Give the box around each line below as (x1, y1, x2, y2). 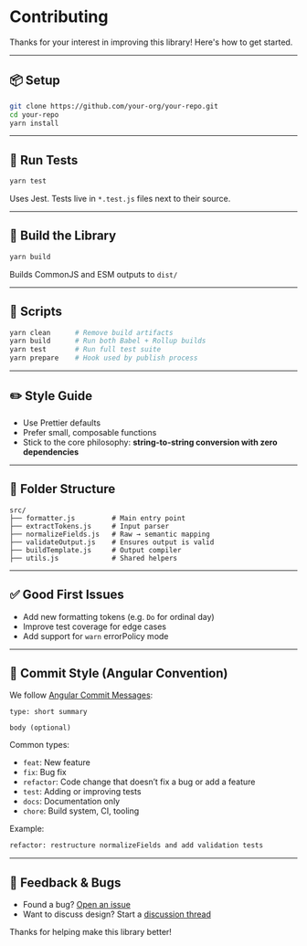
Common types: (9, 740, 70, 751)
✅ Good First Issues (9, 587, 125, 603)
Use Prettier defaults (22, 417, 101, 428)
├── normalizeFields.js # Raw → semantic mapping (9, 530, 210, 539)
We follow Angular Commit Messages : (9, 689, 153, 700)
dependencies (22, 446, 79, 457)
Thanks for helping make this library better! (9, 927, 172, 937)
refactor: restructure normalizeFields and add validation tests (9, 841, 263, 850)
